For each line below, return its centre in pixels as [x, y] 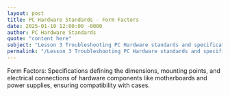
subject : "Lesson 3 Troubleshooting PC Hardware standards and [99, 45]
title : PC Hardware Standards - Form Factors [73, 20]
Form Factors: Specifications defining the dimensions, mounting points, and [114, 70]
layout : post [26, 13]
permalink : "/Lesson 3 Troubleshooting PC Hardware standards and [104, 52]
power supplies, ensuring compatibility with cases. [79, 85]
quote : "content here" [39, 39]
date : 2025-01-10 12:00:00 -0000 [55, 26]
